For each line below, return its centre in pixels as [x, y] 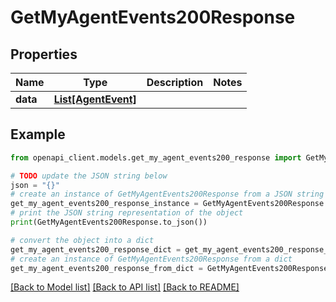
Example [38, 134]
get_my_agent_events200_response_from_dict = [106, 268]
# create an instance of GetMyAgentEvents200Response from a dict [151, 259]
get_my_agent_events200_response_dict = [96, 249]
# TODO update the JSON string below [89, 176]
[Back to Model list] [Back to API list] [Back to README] [125, 287]
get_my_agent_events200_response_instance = [104, 204]
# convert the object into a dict [82, 240]
